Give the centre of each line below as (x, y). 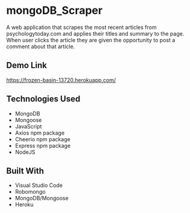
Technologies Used (43, 99)
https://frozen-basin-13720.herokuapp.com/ (61, 80)
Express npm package (43, 145)
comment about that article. (41, 46)
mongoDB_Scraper (54, 11)
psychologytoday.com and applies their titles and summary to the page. (95, 33)
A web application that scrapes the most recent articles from (81, 27)
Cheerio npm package (43, 139)
